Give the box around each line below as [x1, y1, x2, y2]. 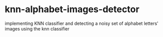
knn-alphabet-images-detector [5, 4, 140, 15]
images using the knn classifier [5, 25, 69, 31]
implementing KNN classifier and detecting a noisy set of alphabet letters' [5, 20, 159, 26]
